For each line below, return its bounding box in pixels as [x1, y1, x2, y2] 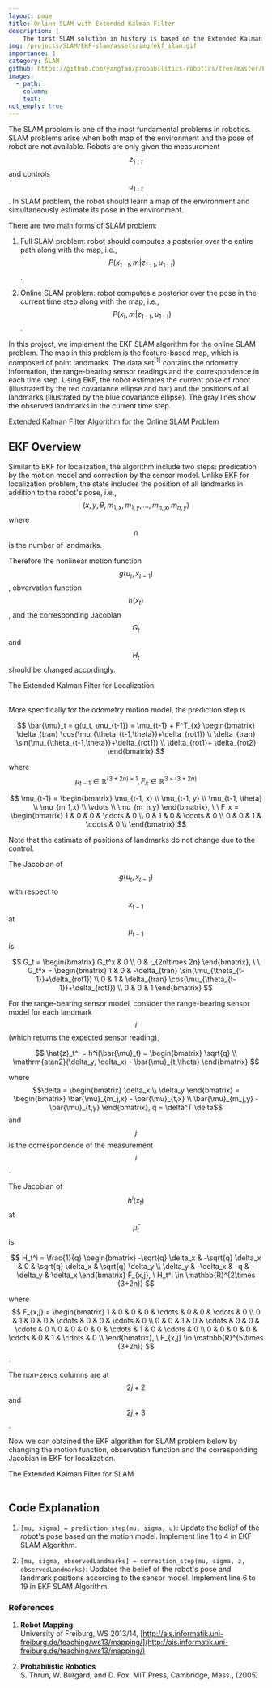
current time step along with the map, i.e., [19, 297, 159, 306]
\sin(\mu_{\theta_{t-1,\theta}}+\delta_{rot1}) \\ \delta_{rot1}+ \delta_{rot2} [15, 737, 257, 747]
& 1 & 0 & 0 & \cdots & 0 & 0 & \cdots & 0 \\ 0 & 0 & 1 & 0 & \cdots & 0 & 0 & [11, 1315, 261, 1325]
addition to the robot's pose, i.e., [8, 487, 117, 497]
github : [8, 65, 35, 73]
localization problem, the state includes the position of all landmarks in [8, 479, 244, 489]
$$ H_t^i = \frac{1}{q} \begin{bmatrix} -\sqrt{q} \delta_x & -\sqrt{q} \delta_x [11, 1253, 261, 1263]
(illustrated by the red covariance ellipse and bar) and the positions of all [8, 383, 250, 393]
